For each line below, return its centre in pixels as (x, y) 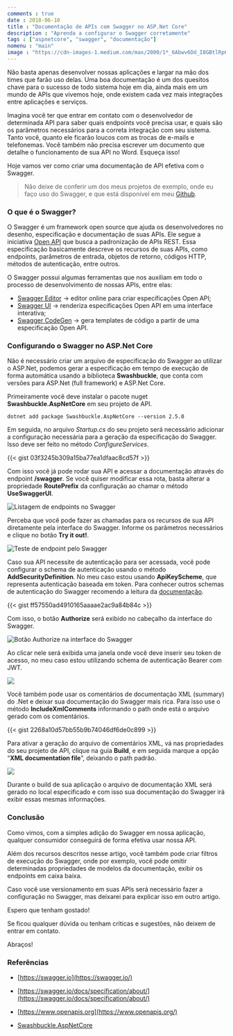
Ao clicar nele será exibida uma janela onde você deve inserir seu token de (114, 653)
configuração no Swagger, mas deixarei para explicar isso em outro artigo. (114, 896)
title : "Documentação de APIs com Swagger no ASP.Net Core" (97, 26)
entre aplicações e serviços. (48, 102)
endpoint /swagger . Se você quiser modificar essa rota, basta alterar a (109, 479)
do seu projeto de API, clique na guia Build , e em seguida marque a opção (113, 751)
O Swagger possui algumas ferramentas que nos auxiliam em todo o (105, 277)
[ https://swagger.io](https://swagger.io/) (75, 978)
